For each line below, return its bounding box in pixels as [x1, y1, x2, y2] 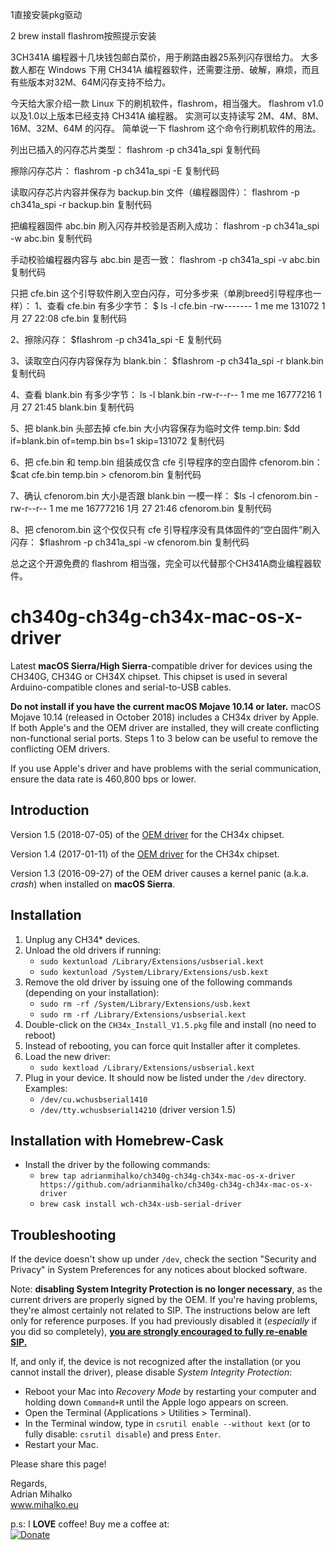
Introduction [10, 802, 90, 819]
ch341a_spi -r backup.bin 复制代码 [10, 199, 152, 210]
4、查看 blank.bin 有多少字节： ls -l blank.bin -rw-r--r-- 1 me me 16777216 [10, 389, 317, 400]
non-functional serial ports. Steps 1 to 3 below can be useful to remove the [10, 732, 318, 744]
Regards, [10, 1478, 48, 1490]
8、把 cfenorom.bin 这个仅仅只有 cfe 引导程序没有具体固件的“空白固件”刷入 [10, 524, 321, 535]
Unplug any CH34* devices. [24, 933, 141, 945]
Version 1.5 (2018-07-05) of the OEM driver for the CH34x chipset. [10, 828, 285, 840]
